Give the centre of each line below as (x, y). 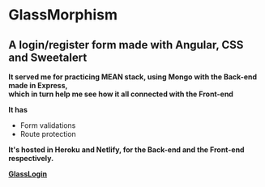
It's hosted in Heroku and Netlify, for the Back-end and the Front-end (126, 150)
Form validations (48, 125)
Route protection (48, 134)
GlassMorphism (63, 15)
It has (18, 110)
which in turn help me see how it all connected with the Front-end (121, 94)
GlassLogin (28, 174)
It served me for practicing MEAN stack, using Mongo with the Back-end (133, 77)
